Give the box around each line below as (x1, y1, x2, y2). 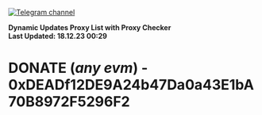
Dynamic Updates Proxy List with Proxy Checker (8, 23, 171, 32)
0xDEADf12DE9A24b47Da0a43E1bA (8, 76, 254, 94)
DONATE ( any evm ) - (8, 59, 148, 77)
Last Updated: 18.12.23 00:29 (8, 32, 107, 40)
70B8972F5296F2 (8, 93, 130, 111)
